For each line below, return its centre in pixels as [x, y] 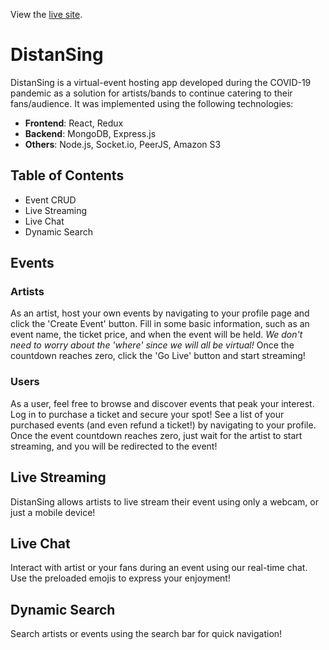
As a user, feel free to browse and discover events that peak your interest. [162, 403]
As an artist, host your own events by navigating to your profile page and [160, 313]
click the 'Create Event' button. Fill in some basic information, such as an [160, 324]
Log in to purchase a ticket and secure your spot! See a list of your [147, 414]
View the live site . [46, 14]
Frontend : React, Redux [74, 123]
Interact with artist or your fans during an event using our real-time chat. [159, 568]
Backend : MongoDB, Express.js [90, 133]
